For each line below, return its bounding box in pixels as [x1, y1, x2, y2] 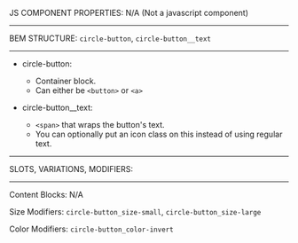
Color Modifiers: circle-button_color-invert [9, 223, 175, 234]
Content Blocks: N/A [9, 190, 84, 200]
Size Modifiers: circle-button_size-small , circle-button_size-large [9, 207, 262, 216]
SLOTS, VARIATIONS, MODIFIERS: [9, 164, 134, 174]
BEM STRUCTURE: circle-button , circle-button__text [9, 33, 211, 43]
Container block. [35, 75, 97, 86]
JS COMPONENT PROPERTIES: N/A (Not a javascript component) [9, 8, 249, 18]
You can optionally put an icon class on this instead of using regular [35, 129, 283, 139]
